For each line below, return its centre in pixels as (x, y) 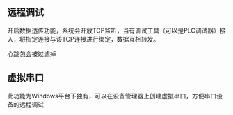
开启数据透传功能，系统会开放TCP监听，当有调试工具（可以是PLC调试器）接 (116, 30)
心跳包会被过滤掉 (32, 53)
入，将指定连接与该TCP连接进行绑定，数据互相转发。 (83, 39)
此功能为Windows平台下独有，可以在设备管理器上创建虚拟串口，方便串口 (112, 96)
